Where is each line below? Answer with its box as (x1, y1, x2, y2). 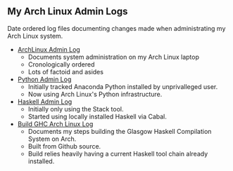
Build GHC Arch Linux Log (17, 119, 94, 128)
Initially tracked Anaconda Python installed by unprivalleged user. (27, 82, 218, 90)
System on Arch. (27, 135, 77, 143)
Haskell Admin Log (17, 97, 73, 106)
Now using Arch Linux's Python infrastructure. (27, 90, 163, 98)
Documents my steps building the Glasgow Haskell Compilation (27, 127, 212, 135)
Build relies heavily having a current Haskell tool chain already (27, 149, 208, 158)
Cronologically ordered (27, 60, 95, 69)
